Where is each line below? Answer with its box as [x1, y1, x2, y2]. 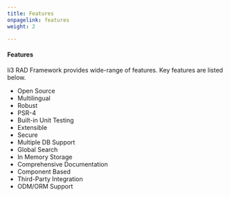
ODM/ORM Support [17, 182, 73, 190]
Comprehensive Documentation [17, 160, 109, 168]
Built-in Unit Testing [17, 115, 74, 124]
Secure [17, 131, 38, 139]
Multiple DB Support [17, 138, 76, 146]
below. [7, 73, 26, 82]
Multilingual [17, 94, 51, 102]
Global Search [17, 145, 58, 153]
